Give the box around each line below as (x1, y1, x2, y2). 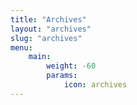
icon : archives (63, 80, 128, 90)
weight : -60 (46, 61, 97, 71)
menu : (10, 42, 33, 53)
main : (28, 52, 52, 62)
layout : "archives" (10, 24, 92, 34)
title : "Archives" (10, 14, 87, 25)
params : (46, 71, 78, 81)
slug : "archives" (10, 33, 83, 43)
